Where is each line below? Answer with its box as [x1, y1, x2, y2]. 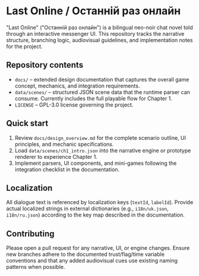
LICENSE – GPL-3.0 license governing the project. [14, 101, 134, 108]
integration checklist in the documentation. [14, 165, 120, 173]
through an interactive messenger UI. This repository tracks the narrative [6, 30, 185, 37]
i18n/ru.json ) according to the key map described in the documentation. [6, 211, 185, 218]
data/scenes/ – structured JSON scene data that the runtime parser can [14, 88, 190, 96]
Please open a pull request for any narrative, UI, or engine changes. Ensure [6, 244, 190, 252]
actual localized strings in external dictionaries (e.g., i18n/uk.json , [6, 205, 169, 212]
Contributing [6, 228, 55, 239]
